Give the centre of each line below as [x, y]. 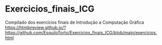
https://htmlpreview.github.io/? [36, 27]
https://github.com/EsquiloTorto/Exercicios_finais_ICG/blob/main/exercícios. [81, 32]
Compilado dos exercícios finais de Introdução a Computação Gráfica [75, 22]
